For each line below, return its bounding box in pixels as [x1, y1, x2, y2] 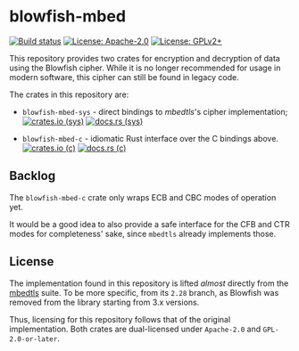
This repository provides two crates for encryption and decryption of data [9, 53, 281, 63]
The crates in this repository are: [9, 89, 129, 100]
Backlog [9, 168, 56, 184]
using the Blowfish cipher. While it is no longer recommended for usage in [9, 62, 281, 73]
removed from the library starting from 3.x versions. [9, 297, 200, 307]
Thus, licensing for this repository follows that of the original [9, 314, 231, 324]
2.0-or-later [9, 334, 58, 344]
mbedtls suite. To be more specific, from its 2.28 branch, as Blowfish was [9, 287, 279, 298]
